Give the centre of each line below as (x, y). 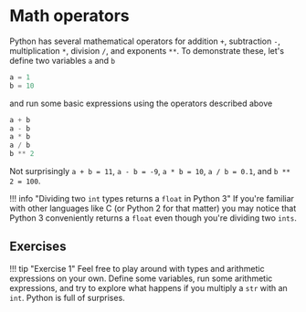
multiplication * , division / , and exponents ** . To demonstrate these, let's (147, 50)
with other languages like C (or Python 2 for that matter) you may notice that (153, 208)
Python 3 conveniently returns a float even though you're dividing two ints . (153, 218)
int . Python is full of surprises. (67, 297)
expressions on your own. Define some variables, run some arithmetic (141, 278)
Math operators (69, 16)
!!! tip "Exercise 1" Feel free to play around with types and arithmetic (137, 268)
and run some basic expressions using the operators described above (141, 103)
